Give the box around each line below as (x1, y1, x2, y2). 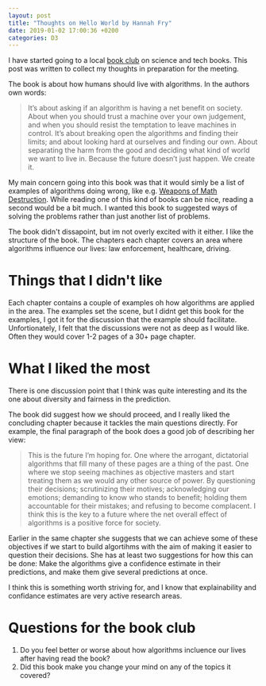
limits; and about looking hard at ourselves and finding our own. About (27, 137, 258, 147)
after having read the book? (19, 653, 111, 664)
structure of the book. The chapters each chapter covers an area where (8, 235, 243, 245)
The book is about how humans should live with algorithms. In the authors (8, 79, 250, 89)
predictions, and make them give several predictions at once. (8, 568, 208, 577)
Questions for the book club (8, 619, 196, 637)
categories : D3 (8, 33, 59, 42)
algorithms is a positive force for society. (27, 518, 161, 528)
